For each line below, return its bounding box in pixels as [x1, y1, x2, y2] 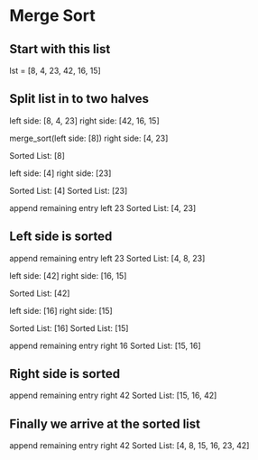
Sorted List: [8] [9, 150, 66, 161]
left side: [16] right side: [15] [9, 305, 113, 316]
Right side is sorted [9, 366, 120, 382]
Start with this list [9, 41, 111, 57]
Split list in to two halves [9, 91, 150, 106]
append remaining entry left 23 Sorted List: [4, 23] [9, 202, 197, 213]
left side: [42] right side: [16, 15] [9, 270, 127, 281]
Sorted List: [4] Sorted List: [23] [9, 185, 128, 196]
